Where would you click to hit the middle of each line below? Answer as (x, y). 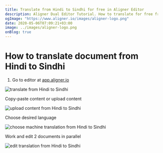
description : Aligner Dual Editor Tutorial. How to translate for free (79, 14)
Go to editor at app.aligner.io (41, 80)
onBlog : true (18, 32)
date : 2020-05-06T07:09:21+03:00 (39, 23)
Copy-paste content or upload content (43, 99)
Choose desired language (31, 118)
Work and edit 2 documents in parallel (43, 136)
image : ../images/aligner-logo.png (41, 28)
